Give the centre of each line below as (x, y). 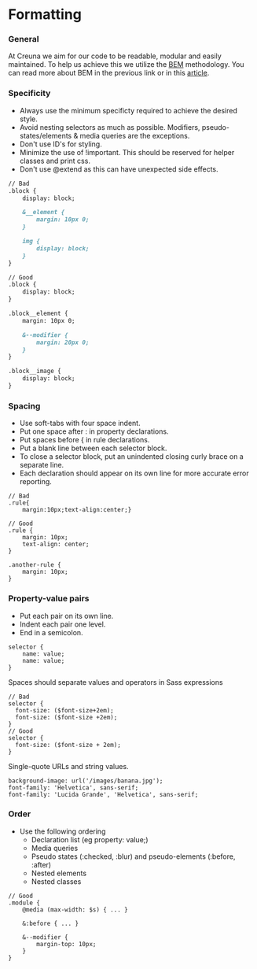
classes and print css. (55, 161)
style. (28, 119)
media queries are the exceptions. (135, 135)
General (24, 39)
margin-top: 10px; (66, 944)
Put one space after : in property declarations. (94, 431)
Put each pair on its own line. (66, 616)
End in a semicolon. (51, 632)
